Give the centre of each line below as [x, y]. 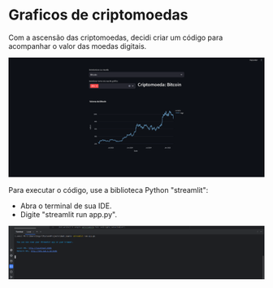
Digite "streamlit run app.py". [69, 215]
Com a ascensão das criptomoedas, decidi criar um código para [116, 37]
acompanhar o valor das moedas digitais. [78, 46]
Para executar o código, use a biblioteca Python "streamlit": [108, 190]
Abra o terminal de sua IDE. [66, 206]
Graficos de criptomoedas [98, 15]
